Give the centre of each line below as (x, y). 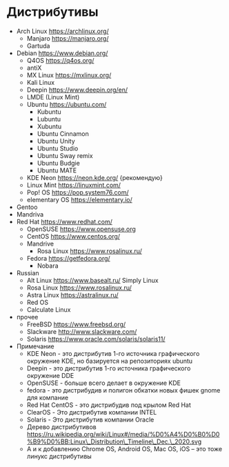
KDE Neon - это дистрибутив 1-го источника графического (113, 353)
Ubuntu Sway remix (65, 155)
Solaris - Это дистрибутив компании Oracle (90, 419)
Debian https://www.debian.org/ (62, 53)
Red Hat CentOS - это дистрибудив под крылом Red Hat (109, 405)
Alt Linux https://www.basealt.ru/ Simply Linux (93, 280)
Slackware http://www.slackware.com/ (82, 331)
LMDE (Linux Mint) (53, 97)
